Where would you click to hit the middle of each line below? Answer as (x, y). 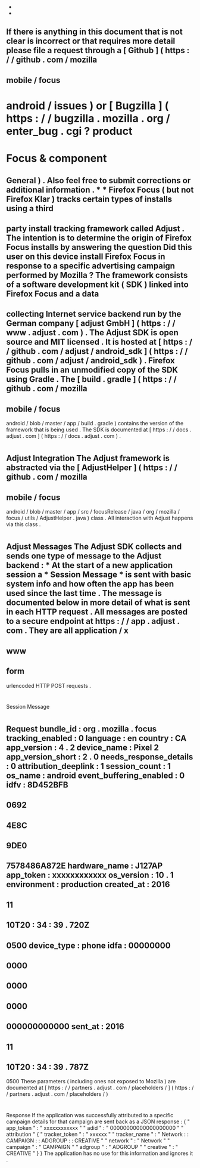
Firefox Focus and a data (53, 294)
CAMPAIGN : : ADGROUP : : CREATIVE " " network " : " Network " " (88, 1141)
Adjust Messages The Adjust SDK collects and (94, 547)
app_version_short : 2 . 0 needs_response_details (100, 757)
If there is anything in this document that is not (94, 32)
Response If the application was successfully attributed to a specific (90, 1115)
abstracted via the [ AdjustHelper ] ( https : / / (92, 468)
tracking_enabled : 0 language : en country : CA (96, 738)
